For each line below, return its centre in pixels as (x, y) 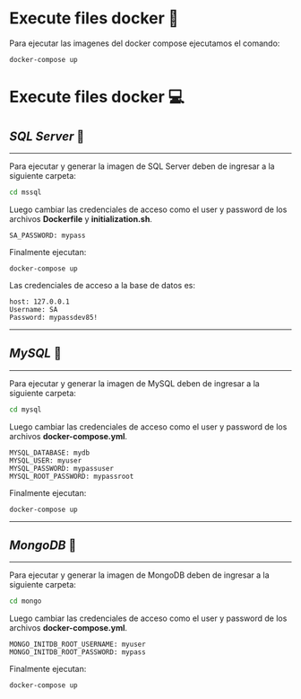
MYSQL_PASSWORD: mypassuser (62, 468)
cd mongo (26, 601)
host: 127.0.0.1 (39, 301)
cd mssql (26, 192)
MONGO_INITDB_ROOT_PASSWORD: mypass (77, 652)
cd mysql (26, 409)
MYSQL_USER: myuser (46, 460)
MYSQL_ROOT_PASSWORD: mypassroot (72, 476)
